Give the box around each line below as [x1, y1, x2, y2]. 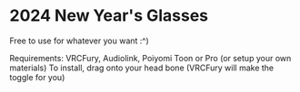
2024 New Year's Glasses [9, 5, 209, 26]
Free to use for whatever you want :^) [9, 35, 150, 46]
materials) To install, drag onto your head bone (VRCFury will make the [9, 62, 275, 73]
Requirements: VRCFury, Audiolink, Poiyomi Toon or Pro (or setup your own [9, 52, 292, 63]
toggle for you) [9, 71, 65, 82]
